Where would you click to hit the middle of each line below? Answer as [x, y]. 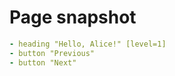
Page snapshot [73, 17]
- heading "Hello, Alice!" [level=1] [88, 44]
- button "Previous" [52, 53]
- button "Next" [43, 62]
